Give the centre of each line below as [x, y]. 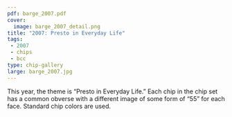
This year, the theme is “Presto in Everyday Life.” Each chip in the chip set [113, 91]
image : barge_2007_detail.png [57, 26]
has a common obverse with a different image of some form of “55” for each [116, 98]
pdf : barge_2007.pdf [37, 13]
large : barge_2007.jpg [40, 71]
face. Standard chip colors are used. [59, 106]
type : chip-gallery [35, 65]
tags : [15, 39]
